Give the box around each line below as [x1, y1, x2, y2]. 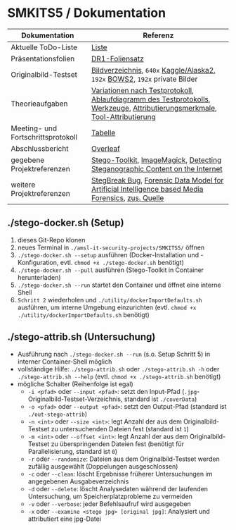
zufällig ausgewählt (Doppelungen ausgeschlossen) [27, 462, 178, 470]
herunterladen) [17, 273, 61, 281]
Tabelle [91, 128, 116, 137]
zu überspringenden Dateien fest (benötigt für [51, 439, 185, 448]
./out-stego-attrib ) [27, 409, 88, 418]
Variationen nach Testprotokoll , [91, 85, 195, 95]
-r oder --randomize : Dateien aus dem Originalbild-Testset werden [27, 455, 220, 463]
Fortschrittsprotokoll [11, 132, 78, 142]
